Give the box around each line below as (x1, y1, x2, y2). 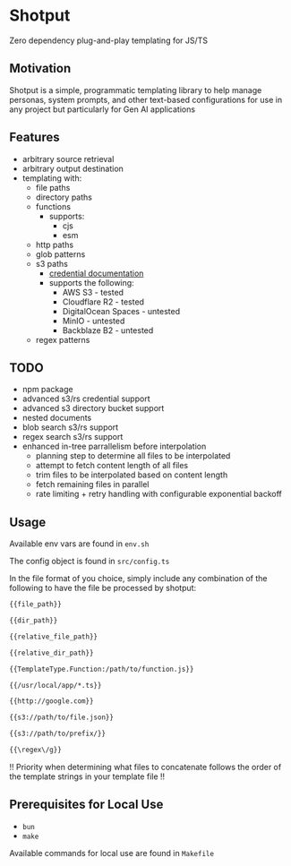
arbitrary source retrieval (21, 153, 115, 164)
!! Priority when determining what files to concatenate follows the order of (9, 761, 282, 772)
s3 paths (35, 258, 69, 269)
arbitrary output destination (21, 163, 124, 174)
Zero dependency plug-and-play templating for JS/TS (9, 35, 209, 46)
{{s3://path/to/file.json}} (9, 713, 115, 722)
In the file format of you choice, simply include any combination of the (9, 573, 268, 584)
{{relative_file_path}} (9, 632, 98, 641)
